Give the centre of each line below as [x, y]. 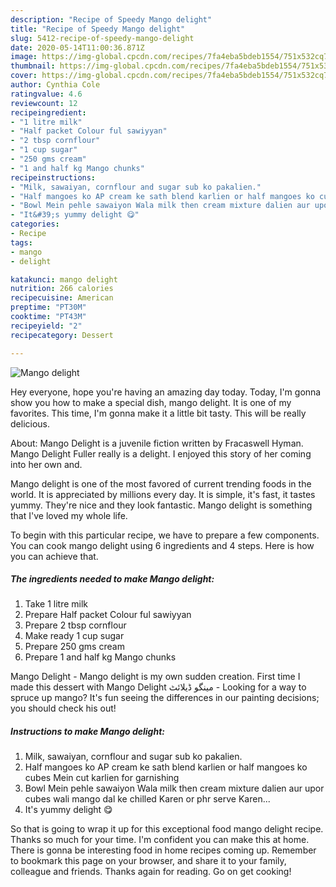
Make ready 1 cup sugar [74, 636]
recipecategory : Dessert [62, 335]
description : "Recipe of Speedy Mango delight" [111, 19]
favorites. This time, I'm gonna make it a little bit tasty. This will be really [158, 413]
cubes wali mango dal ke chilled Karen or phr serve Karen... [147, 799]
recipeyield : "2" [46, 326]
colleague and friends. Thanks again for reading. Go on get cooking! [151, 872]
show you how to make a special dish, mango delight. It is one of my [151, 402]
